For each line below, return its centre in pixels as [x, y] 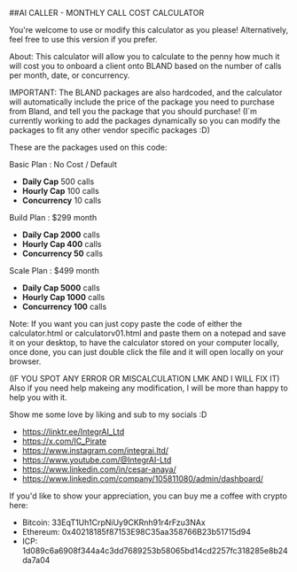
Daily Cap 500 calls [58, 182]
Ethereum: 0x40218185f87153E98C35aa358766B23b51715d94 [136, 532]
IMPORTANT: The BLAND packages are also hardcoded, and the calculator [146, 93]
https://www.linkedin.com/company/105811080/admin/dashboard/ [143, 479]
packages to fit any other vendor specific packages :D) [110, 130]
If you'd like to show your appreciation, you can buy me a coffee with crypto [148, 496]
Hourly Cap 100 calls [60, 191]
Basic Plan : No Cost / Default [63, 164]
